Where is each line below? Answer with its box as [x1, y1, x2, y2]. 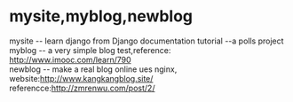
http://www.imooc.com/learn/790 [9, 54, 131, 65]
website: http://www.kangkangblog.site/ [9, 73, 154, 83]
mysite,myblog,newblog [9, 6, 194, 27]
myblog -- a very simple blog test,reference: [9, 44, 171, 55]
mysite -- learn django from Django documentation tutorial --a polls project [9, 35, 284, 46]
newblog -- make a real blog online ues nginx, [9, 64, 178, 75]
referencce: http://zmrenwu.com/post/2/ [9, 82, 155, 93]
